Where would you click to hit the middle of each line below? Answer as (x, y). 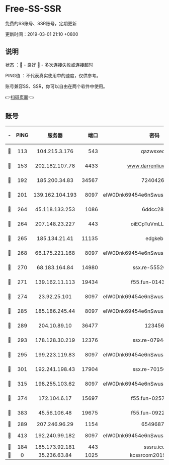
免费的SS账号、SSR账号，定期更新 (41, 23)
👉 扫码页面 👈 (20, 97)
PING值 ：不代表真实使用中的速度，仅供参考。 (53, 75)
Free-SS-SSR (33, 9)
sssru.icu (154, 447)
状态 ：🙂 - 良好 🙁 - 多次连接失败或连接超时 (49, 65)
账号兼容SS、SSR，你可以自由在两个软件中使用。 (56, 86)
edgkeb (154, 238)
